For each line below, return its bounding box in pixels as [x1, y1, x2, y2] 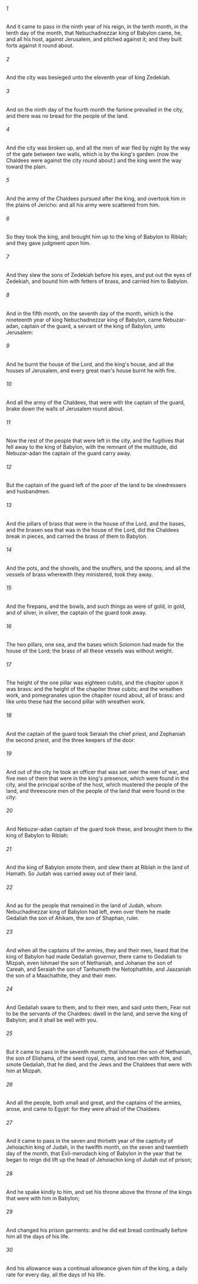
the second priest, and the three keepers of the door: [6, 736, 136, 744]
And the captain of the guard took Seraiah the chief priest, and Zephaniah [6, 730, 186, 737]
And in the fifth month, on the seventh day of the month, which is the [6, 310, 173, 317]
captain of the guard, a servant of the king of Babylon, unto [21, 322, 165, 329]
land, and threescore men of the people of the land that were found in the [6, 787, 185, 794]
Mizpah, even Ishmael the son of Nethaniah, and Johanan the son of [6, 959, 173, 966]
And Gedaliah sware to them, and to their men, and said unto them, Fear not [6, 1003, 191, 1011]
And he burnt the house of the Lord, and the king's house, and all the [6, 361, 174, 368]
